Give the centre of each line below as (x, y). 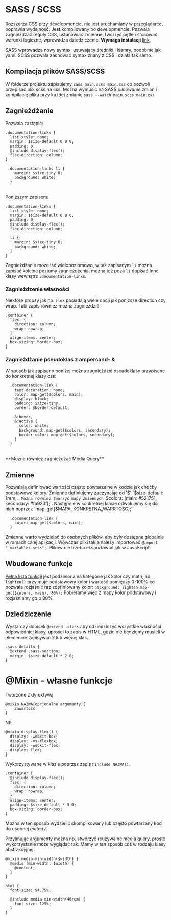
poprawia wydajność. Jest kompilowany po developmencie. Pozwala (78, 29)
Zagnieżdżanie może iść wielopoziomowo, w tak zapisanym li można (79, 265)
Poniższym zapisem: (27, 197)
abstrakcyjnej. (20, 849)
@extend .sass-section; (35, 651)
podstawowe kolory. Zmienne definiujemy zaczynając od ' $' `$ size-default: (84, 493)
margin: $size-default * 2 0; (42, 656)
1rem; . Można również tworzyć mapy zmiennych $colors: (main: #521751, (81, 498)
